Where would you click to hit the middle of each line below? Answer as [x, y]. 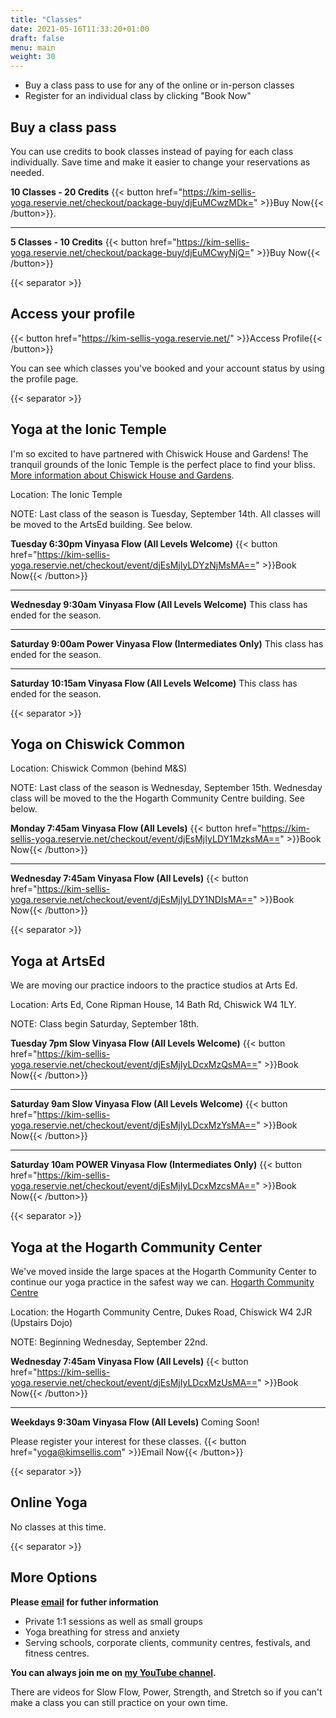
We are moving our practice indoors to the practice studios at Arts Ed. [154, 985]
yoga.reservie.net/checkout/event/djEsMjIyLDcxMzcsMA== [133, 1186]
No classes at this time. [58, 1527]
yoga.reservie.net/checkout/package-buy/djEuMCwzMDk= [132, 202]
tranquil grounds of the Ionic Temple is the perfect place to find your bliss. [163, 464]
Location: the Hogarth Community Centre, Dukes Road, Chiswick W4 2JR [161, 1312]
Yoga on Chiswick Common [98, 744]
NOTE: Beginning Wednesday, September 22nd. [109, 1342]
